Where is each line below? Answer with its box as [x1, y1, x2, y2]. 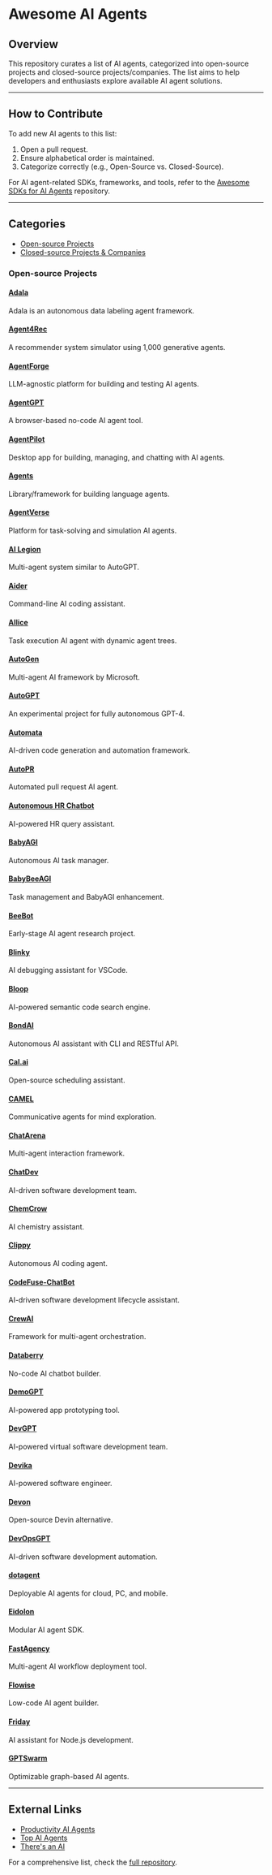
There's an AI [19, 1841, 66, 1851]
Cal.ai [8, 1057, 28, 1067]
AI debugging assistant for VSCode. [8, 966, 128, 975]
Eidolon [8, 1607, 35, 1617]
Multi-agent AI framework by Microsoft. [8, 672, 140, 682]
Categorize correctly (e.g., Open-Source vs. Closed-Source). [19, 162, 224, 171]
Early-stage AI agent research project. [8, 929, 136, 939]
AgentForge [8, 361, 50, 370]
